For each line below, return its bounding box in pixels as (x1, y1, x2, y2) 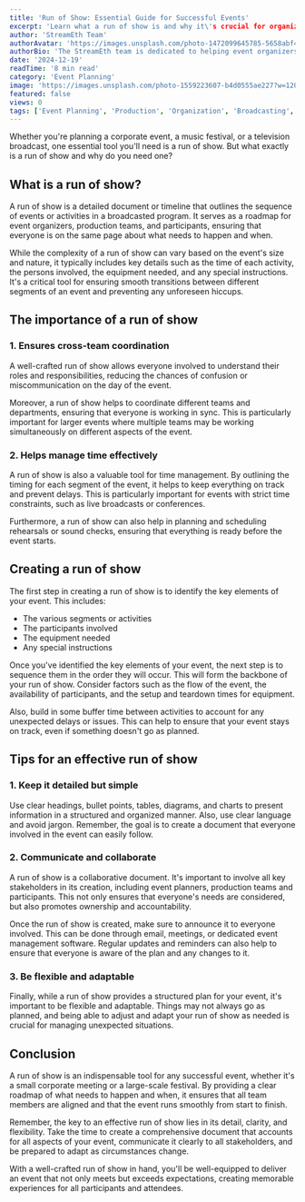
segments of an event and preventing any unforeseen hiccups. (9, 286, 244, 297)
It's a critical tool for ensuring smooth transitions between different (9, 276, 260, 287)
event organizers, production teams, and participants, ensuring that (9, 220, 261, 232)
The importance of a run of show (9, 313, 198, 328)
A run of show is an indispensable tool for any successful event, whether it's (9, 1069, 295, 1081)
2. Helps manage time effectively (9, 449, 159, 462)
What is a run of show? (9, 176, 143, 192)
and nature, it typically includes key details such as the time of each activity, (9, 257, 295, 268)
